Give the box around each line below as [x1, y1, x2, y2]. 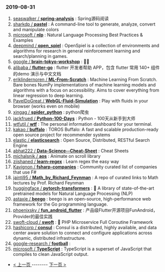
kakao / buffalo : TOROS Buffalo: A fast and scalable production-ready [12, 127, 159, 133]
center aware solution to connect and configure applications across [12, 230, 152, 236]
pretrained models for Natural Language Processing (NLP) [12, 191, 133, 197]
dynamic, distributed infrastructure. [12, 235, 86, 241]
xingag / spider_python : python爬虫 [12, 109, 89, 115]
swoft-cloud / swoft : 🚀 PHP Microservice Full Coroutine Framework [12, 219, 153, 225]
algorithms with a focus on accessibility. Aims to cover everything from [12, 87, 159, 94]
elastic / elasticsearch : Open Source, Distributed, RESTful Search [12, 137, 150, 143]
